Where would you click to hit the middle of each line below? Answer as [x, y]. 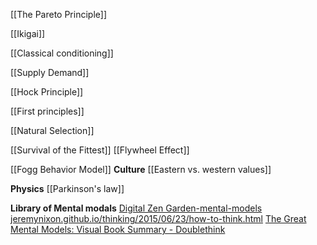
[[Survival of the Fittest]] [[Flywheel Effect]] [100, 150]
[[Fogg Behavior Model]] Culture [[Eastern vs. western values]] [141, 169]
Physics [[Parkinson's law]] [67, 188]
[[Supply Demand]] [50, 72]
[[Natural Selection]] [52, 130]
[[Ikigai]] [28, 33]
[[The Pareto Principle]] [58, 14]
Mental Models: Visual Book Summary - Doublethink [118, 229]
